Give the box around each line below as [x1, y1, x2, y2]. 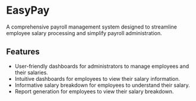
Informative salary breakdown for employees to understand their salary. [14, 81, 190, 89]
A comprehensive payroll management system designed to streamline [6, 23, 177, 30]
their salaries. [14, 69, 49, 76]
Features [6, 47, 40, 57]
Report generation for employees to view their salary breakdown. [14, 87, 174, 95]
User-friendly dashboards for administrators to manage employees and [14, 62, 189, 70]
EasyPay [6, 4, 50, 17]
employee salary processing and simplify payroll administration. [6, 29, 162, 36]
